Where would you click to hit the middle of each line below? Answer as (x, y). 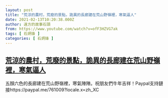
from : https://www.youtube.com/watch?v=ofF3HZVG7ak (61, 29)
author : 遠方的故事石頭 (28, 24)
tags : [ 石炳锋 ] (23, 34)
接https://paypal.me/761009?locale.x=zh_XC (52, 89)
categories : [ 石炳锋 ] (29, 39)
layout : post (19, 10)
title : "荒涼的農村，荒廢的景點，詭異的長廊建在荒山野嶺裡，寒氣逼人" (71, 15)
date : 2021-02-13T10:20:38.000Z (40, 19)
